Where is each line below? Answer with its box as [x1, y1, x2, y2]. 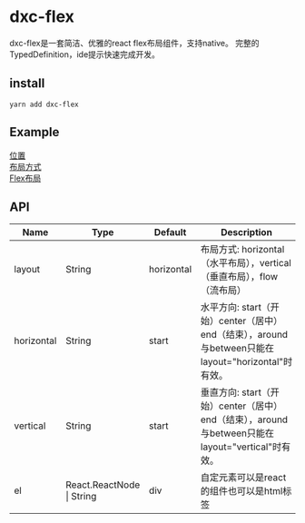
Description [221, 226, 272, 239]
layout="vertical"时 [200, 440, 282, 453]
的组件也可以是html [200, 485, 283, 498]
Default [153, 226, 187, 239]
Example [9, 124, 60, 140]
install [9, 75, 45, 92]
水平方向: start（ [200, 301, 271, 314]
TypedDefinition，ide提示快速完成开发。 [9, 48, 161, 60]
